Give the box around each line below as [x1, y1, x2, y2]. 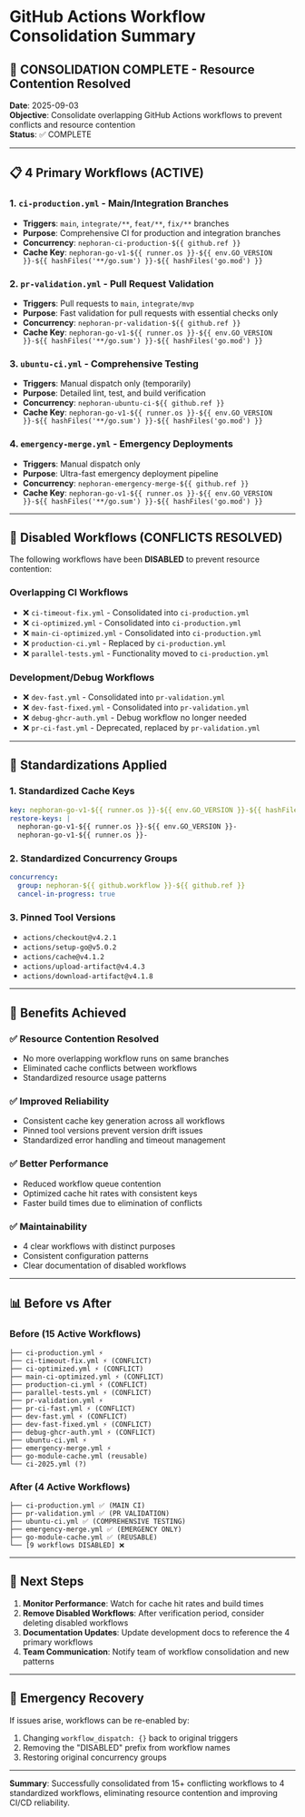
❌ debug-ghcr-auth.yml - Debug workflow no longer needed [22, 712, 247, 722]
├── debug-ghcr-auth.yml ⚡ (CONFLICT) [9, 1428, 156, 1437]
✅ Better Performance [9, 1157, 109, 1170]
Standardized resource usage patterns [22, 1073, 167, 1084]
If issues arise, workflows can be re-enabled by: [9, 1714, 190, 1725]
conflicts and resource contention [9, 120, 136, 130]
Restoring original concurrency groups [22, 1752, 167, 1763]
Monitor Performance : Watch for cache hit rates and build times [22, 1597, 264, 1608]
